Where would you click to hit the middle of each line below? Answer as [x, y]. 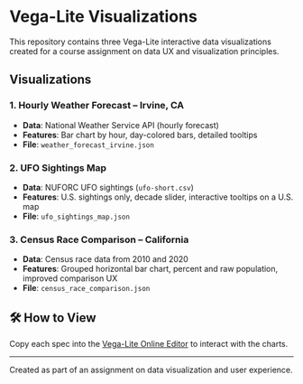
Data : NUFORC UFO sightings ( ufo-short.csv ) [108, 187]
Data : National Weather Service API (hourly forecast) [120, 125]
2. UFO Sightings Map [58, 167]
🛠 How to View [53, 318]
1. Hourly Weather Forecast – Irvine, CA [97, 106]
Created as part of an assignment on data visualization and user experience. [151, 370]
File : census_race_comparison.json [86, 288]
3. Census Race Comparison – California [99, 239]
